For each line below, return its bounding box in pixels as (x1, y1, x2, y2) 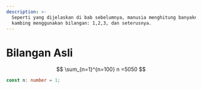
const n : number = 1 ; (6, 78, 61, 84)
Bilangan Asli (6, 46, 73, 60)
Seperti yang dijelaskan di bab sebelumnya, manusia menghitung (11, 14, 176, 20)
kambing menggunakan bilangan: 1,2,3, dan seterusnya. (11, 20, 152, 26)
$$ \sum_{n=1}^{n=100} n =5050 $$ (56, 66, 146, 73)
